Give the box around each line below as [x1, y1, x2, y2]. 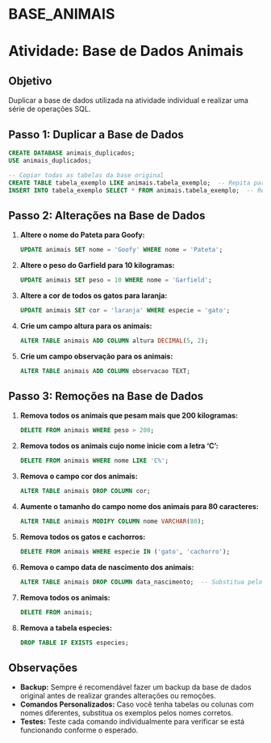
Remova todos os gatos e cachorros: [19, 532, 146, 541]
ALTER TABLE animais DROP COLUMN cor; [19, 487, 151, 495]
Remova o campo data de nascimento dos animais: [19, 562, 194, 571]
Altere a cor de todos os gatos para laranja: [19, 291, 168, 300]
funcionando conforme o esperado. [19, 725, 139, 735]
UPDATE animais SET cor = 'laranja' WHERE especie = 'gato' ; [19, 306, 231, 314]
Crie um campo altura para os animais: [19, 321, 152, 330]
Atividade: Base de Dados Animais [8, 42, 244, 61]
